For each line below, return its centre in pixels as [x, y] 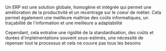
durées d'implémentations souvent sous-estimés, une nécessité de [74, 38]
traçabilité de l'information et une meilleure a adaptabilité [64, 23]
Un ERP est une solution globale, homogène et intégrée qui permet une [78, 7]
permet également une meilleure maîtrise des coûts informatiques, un [77, 18]
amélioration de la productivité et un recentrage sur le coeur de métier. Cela [83, 12]
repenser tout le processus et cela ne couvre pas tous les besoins [73, 43]
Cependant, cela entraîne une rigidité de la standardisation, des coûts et [79, 32]
